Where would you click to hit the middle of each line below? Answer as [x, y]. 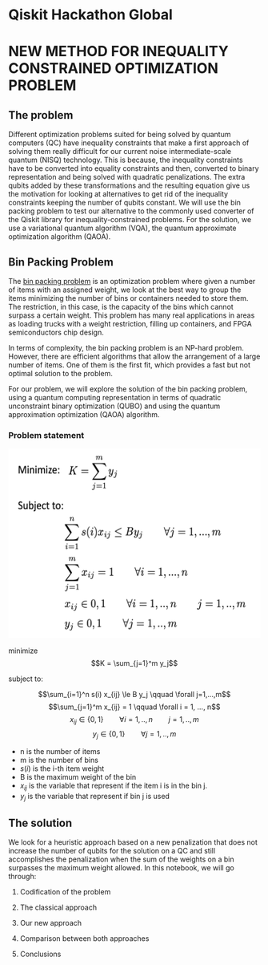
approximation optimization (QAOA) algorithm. [84, 414]
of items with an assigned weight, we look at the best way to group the [125, 290]
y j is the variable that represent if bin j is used [95, 797]
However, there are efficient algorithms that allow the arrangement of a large [134, 356]
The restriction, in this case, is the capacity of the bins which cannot [121, 307]
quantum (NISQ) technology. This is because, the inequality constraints [126, 160]
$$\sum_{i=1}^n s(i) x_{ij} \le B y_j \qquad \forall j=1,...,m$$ [134, 695]
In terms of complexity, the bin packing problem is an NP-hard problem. [126, 348]
